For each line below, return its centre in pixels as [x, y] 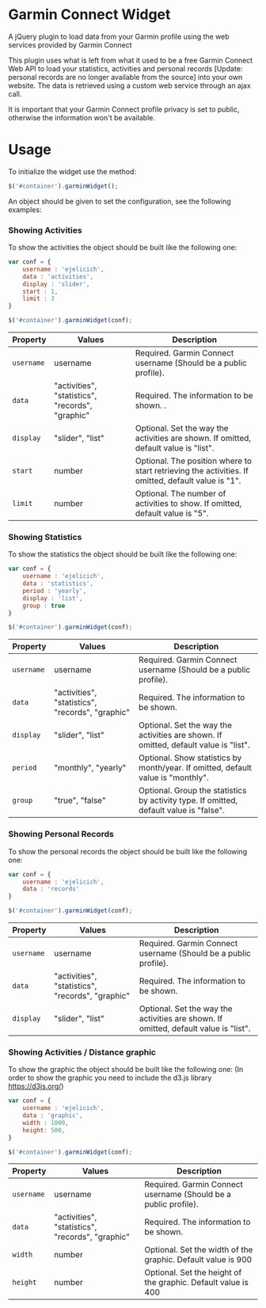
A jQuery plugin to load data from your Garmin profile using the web [119, 36]
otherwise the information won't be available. [82, 117]
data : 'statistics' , [58, 584]
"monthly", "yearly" [90, 768]
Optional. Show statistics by [190, 758]
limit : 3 [39, 298]
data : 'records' [51, 889]
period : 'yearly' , [55, 591]
